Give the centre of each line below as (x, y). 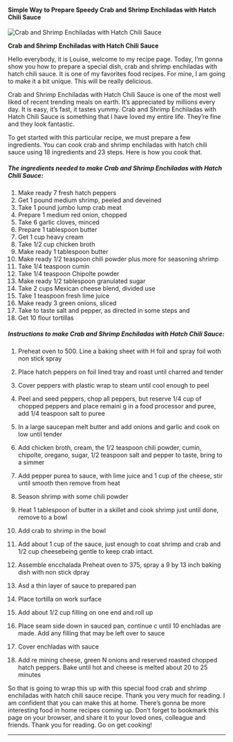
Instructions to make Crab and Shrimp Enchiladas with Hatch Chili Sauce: (116, 334)
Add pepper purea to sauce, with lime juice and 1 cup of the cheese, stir (120, 476)
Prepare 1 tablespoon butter (57, 230)
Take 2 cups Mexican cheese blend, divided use (86, 289)
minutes (29, 675)
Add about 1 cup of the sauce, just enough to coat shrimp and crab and (119, 544)
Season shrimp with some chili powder (73, 497)
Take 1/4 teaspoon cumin (54, 266)
